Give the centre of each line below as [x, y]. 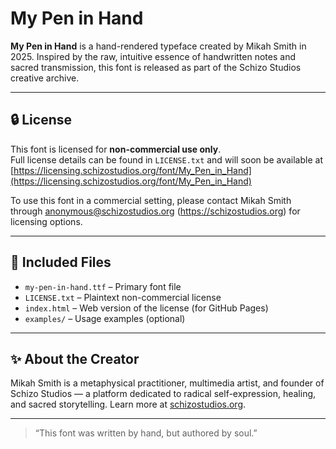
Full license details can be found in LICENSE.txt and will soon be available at [166, 159]
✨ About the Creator [75, 358]
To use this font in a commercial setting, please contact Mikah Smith [151, 200]
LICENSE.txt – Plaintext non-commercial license [123, 297]
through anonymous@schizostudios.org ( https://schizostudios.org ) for [155, 211]
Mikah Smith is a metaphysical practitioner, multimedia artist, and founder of [167, 383]
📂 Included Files [61, 262]
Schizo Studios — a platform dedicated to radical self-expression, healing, [163, 394]
